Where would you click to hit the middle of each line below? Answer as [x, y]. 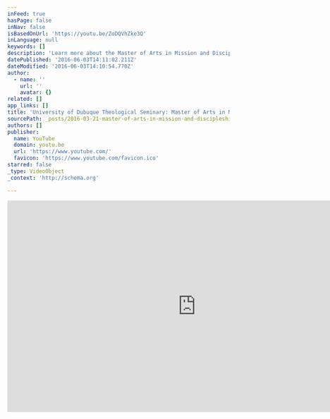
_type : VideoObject [36, 171]
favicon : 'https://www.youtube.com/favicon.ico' [86, 158]
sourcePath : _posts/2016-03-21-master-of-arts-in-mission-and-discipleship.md [126, 119]
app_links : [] [28, 106]
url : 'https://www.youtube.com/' [63, 152]
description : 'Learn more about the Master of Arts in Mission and [109, 54]
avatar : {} [36, 92]
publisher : [23, 132]
